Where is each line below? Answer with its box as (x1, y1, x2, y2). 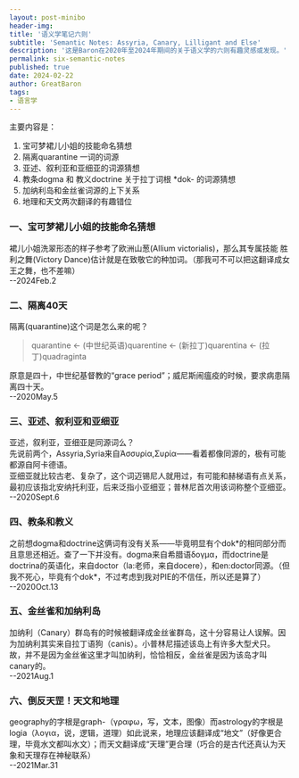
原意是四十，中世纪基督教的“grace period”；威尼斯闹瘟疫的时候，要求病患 (9, 369, 283, 380)
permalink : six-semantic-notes (9, 54, 126, 63)
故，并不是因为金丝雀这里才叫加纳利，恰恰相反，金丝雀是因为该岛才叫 (9, 649, 268, 660)
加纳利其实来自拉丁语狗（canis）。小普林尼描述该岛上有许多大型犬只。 (16, 638, 276, 649)
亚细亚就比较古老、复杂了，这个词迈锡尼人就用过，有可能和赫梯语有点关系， (9, 470, 291, 482)
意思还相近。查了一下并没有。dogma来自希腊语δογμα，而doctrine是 (16, 549, 270, 559)
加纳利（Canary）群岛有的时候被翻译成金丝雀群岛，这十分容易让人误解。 (9, 626, 278, 638)
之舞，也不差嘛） (16, 265, 80, 276)
